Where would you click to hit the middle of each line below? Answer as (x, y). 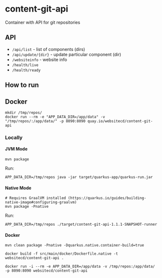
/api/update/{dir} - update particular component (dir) (66, 54)
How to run (22, 85)
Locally (14, 138)
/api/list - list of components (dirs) (49, 49)
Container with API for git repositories (43, 22)
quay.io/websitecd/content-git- (120, 121)
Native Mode (18, 188)
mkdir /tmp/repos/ (24, 112)
